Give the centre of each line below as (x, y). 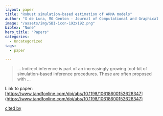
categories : (17, 37)
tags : (11, 46)
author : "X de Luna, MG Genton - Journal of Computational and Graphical (82, 19)
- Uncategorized (26, 41)
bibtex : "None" (21, 28)
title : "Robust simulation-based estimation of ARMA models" (69, 14)
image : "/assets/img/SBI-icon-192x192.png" (50, 23)
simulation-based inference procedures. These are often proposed (84, 74)
